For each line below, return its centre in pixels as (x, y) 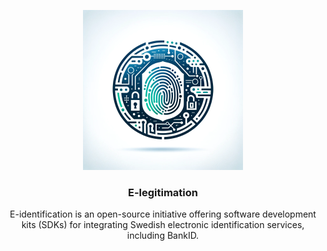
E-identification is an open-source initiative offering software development (163, 214)
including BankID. (163, 236)
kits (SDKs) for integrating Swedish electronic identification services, (163, 225)
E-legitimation (163, 192)
